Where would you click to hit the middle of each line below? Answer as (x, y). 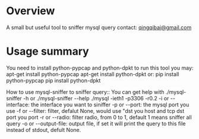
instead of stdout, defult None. (44, 129)
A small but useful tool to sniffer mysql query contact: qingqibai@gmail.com (99, 27)
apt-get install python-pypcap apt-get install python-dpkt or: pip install (93, 74)
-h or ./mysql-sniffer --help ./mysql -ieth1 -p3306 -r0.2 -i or (96, 98)
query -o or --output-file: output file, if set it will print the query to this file (96, 124)
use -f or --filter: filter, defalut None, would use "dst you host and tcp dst (95, 110)
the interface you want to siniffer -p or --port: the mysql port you (110, 105)
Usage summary (48, 51)
